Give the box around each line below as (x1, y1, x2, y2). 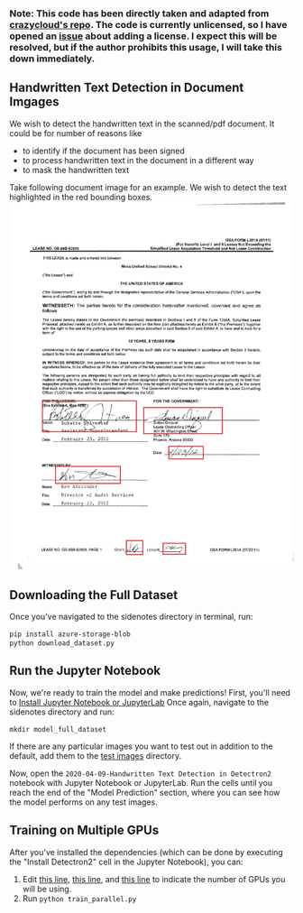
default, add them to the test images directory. (9, 750, 182, 761)
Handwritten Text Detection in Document (9, 80, 244, 96)
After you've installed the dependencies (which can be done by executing (9, 846, 284, 857)
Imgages (9, 94, 60, 110)
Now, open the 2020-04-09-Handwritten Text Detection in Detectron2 (9, 768, 272, 779)
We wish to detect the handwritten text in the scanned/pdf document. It (9, 118, 275, 129)
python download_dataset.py (9, 639, 115, 648)
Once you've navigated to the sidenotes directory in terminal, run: (9, 612, 253, 622)
